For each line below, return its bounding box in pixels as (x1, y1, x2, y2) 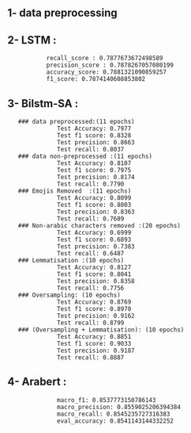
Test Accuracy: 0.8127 (57, 263, 132, 272)
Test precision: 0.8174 (57, 174, 135, 182)
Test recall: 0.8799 (57, 319, 125, 328)
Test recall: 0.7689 (57, 215, 125, 223)
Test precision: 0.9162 (57, 312, 135, 320)
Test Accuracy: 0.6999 (57, 229, 132, 237)
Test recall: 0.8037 (57, 146, 125, 154)
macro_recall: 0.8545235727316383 (57, 410, 170, 418)
